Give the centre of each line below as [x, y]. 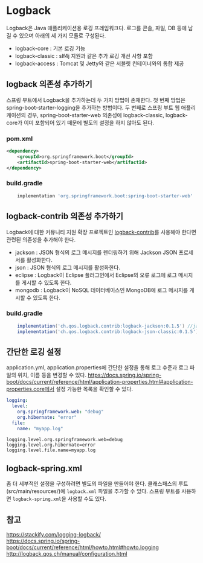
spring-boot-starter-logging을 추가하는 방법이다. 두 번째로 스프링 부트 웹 [93, 107]
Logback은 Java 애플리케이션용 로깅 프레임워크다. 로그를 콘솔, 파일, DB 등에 [97, 28]
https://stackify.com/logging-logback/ [53, 535]
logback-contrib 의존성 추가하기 [65, 216]
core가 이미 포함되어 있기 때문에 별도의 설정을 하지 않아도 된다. [80, 122]
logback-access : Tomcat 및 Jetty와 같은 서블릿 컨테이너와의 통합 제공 [99, 63]
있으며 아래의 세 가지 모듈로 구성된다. [63, 35]
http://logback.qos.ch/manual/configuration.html [67, 554]
